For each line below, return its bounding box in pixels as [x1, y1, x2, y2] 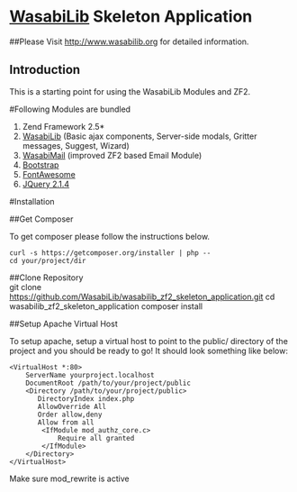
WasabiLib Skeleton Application [9, 6, 253, 27]
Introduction [9, 62, 81, 77]
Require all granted [57, 433, 135, 442]
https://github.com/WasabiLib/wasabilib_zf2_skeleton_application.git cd [9, 291, 275, 302]
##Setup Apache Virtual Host [9, 318, 119, 329]
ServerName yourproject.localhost [25, 370, 155, 379]
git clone [9, 281, 42, 292]
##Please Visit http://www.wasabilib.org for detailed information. [9, 36, 249, 47]
